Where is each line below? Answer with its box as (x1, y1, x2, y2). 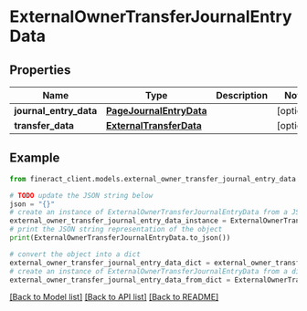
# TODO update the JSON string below (9, 191, 153, 200)
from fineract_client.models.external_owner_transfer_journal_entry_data (9, 174, 297, 183)
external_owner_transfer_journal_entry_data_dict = (9, 258, 210, 267)
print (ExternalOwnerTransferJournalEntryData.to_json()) (9, 233, 231, 243)
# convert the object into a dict (9, 249, 142, 259)
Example (9, 150, 60, 166)
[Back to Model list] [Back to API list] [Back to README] (9, 292, 219, 303)
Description (216, 89, 268, 101)
